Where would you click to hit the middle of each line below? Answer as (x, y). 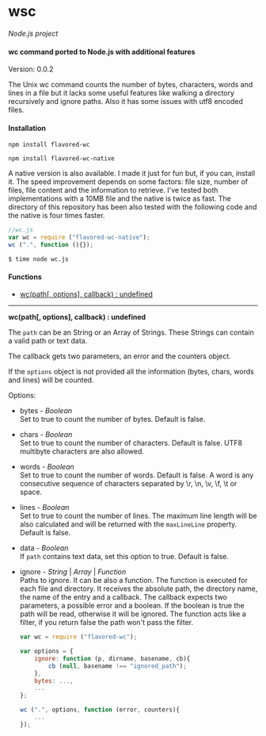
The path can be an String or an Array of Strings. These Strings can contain (131, 332)
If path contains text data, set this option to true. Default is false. (124, 557)
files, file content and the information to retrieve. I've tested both (113, 190)
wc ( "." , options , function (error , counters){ (100, 710)
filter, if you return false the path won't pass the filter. (106, 623)
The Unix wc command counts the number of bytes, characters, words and (131, 85)
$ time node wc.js (38, 259)
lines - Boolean (44, 508)
